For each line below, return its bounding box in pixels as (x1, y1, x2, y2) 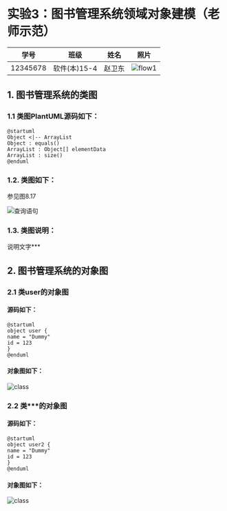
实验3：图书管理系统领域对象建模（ (7, 6, 208, 22)
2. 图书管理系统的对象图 (7, 265, 109, 277)
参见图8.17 (7, 192, 36, 200)
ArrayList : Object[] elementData (7, 146, 107, 152)
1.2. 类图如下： (7, 175, 56, 185)
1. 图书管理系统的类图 (7, 89, 98, 101)
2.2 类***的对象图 (7, 401, 67, 410)
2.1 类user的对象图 (7, 287, 69, 297)
